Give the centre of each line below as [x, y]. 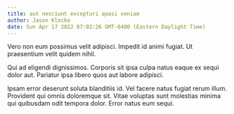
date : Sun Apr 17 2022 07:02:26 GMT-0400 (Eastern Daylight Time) [106, 27]
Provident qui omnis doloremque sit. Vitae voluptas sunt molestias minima [114, 96]
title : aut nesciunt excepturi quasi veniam [73, 14]
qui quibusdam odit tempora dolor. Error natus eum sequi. [91, 104]
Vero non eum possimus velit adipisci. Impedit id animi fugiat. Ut [100, 47]
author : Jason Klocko [39, 20]
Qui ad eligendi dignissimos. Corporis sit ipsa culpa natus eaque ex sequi [113, 68]
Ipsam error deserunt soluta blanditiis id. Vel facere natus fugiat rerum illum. [117, 89]
